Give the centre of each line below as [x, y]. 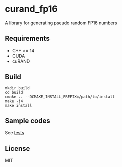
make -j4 [14, 101]
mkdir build [17, 88]
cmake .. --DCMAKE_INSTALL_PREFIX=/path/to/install [60, 97]
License [18, 148]
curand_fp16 [32, 9]
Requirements [27, 39]
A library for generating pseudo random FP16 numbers [61, 23]
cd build [14, 92]
